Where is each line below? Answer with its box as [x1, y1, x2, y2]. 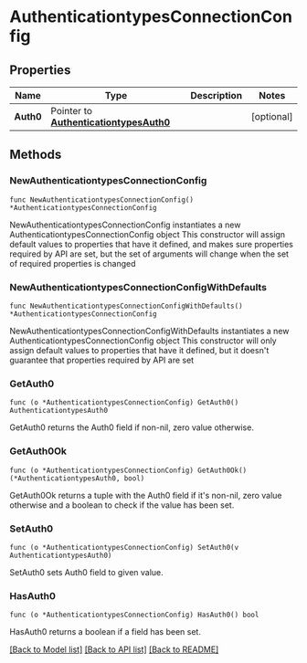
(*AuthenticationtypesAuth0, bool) [9, 473, 145, 483]
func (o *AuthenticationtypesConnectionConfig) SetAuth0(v [9, 542, 239, 552]
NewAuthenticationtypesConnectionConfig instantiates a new [9, 219, 241, 230]
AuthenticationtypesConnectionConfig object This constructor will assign [9, 228, 286, 239]
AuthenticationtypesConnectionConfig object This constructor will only [9, 335, 277, 346]
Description [190, 89, 243, 101]
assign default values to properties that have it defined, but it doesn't [9, 344, 270, 355]
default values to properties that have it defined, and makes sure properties [9, 238, 294, 249]
